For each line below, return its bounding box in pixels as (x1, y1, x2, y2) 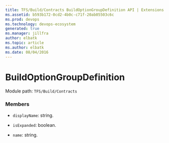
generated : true (5, 26, 39, 31)
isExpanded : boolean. (12, 122, 57, 128)
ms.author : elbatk (5, 45, 44, 50)
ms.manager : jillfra (5, 31, 49, 36)
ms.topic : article (5, 40, 44, 45)
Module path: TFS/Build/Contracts (5, 88, 77, 94)
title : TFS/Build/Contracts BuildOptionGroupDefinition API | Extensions (5, 7, 164, 13)
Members (5, 101, 29, 108)
